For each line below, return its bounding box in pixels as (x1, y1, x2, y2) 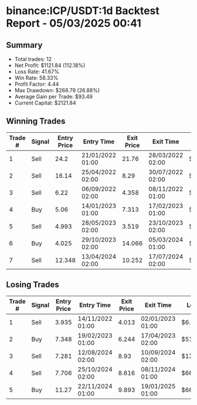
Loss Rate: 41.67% (14, 68, 60, 75)
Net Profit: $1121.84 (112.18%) (14, 62, 86, 69)
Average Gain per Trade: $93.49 (14, 93, 93, 100)
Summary (6, 40, 43, 50)
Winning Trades (6, 116, 66, 126)
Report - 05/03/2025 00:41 (6, 16, 142, 30)
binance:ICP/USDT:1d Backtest (6, 4, 159, 18)
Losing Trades (6, 280, 60, 290)
